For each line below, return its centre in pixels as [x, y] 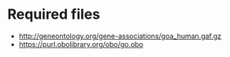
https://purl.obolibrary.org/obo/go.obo [81, 44]
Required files [54, 14]
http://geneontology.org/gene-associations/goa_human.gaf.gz [120, 36]
